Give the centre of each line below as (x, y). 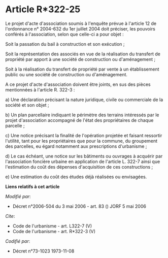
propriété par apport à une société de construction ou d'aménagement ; (80, 59)
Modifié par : (18, 196)
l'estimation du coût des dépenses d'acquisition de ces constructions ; (79, 167)
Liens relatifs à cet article (32, 186)
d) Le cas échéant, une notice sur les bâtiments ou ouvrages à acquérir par (84, 156)
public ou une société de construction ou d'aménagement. (66, 74)
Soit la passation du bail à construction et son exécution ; (65, 44)
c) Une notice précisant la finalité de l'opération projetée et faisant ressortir (84, 135)
